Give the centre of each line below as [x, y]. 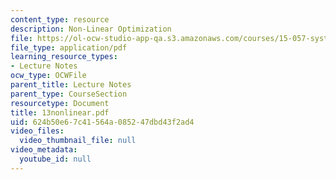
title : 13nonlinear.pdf [60, 112]
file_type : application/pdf [69, 47]
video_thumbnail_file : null [78, 141]
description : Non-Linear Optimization [91, 29]
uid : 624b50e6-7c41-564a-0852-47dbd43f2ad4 [102, 122]
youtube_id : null [55, 159]
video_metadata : [44, 150]
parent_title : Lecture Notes [71, 85]
